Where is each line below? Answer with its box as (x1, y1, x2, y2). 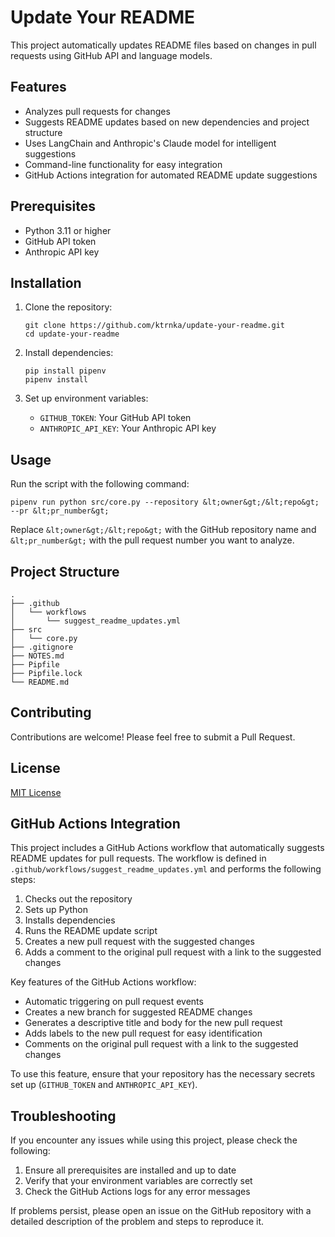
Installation (10, 274, 82, 291)
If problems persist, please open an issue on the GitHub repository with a (10, 1205, 312, 1217)
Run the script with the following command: (10, 478, 190, 490)
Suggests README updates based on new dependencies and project (24, 116, 310, 128)
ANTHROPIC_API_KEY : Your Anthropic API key (39, 422, 217, 435)
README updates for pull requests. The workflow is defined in (10, 852, 267, 865)
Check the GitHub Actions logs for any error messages (24, 1186, 251, 1198)
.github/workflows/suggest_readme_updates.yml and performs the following (10, 863, 322, 875)
